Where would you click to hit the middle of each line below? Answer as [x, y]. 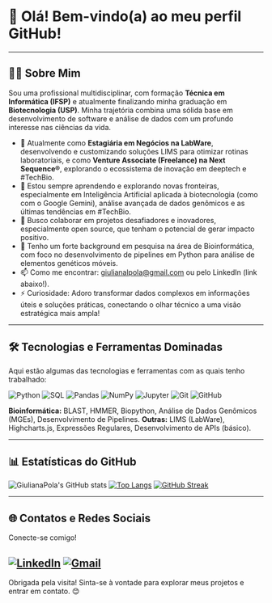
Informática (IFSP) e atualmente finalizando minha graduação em [118, 101]
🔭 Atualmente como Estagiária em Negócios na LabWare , [117, 143]
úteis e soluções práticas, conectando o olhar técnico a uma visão [130, 304]
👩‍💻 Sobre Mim [45, 73]
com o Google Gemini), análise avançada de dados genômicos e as [132, 203]
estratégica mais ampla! [60, 313]
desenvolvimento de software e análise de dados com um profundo [121, 118]
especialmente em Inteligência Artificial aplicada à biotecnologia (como [139, 194]
